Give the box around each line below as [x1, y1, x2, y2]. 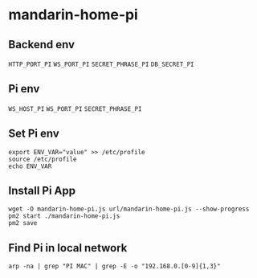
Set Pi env [8, 127, 60, 141]
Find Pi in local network [8, 241, 128, 255]
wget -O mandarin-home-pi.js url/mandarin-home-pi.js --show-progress [8, 205, 250, 214]
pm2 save [8, 219, 38, 227]
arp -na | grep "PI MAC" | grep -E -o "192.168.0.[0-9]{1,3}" [8, 263, 221, 271]
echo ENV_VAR [8, 162, 52, 170]
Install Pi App [8, 184, 76, 198]
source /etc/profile [8, 155, 78, 163]
